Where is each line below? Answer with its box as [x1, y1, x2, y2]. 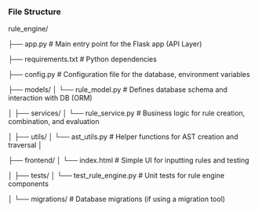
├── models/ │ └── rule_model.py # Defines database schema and [8, 85, 228, 94]
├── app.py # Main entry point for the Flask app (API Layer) [8, 39, 202, 49]
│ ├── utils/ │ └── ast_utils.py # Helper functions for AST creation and [8, 132, 238, 141]
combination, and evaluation [8, 117, 100, 126]
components [8, 179, 49, 188]
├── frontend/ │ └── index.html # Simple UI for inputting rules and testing [8, 155, 249, 165]
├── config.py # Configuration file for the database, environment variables [8, 70, 251, 79]
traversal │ [8, 141, 43, 150]
